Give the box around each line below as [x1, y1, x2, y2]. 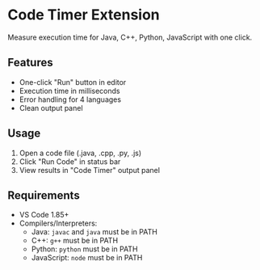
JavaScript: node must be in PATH [31, 253, 143, 263]
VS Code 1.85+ [19, 210, 69, 220]
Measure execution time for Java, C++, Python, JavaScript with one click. [7, 32, 253, 42]
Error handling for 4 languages [19, 95, 122, 104]
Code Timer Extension [7, 6, 160, 24]
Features [7, 56, 53, 70]
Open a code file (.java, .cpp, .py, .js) [19, 148, 142, 158]
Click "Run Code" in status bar [19, 156, 121, 167]
